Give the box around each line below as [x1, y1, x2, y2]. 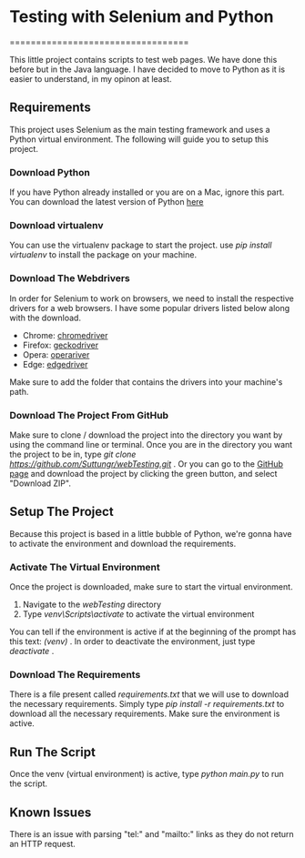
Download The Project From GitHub [9, 409, 169, 421]
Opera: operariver [22, 348, 90, 360]
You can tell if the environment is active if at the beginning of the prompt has [9, 626, 297, 638]
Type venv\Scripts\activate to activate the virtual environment [22, 609, 255, 620]
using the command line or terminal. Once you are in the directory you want [9, 439, 293, 449]
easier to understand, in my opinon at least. [9, 73, 172, 84]
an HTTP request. [9, 838, 76, 849]
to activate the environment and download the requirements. [9, 538, 237, 549]
